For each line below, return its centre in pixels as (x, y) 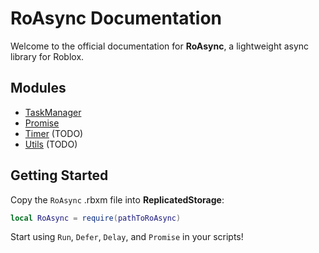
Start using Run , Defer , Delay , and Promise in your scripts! (127, 237)
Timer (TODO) (54, 133)
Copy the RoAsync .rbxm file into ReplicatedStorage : (117, 199)
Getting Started (59, 175)
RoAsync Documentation (116, 18)
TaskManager (53, 112)
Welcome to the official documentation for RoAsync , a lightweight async (160, 46)
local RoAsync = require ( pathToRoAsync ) (96, 218)
